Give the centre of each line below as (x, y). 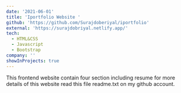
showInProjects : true (33, 61)
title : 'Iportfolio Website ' (43, 17)
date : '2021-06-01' (30, 11)
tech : (13, 34)
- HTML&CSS (25, 39)
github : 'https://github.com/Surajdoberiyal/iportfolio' (78, 22)
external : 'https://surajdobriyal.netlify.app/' (67, 28)
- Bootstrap (26, 50)
